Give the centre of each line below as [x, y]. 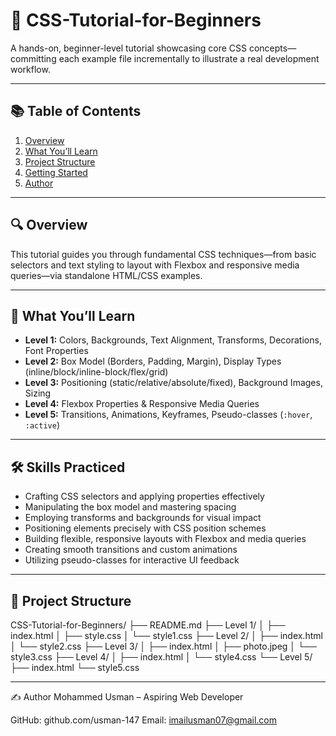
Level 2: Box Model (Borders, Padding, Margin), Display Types [153, 361]
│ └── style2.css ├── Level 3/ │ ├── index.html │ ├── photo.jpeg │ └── [163, 646]
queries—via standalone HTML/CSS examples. [106, 275]
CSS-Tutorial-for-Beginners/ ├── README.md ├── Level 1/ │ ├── [148, 625]
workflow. [30, 69]
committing [33, 58]
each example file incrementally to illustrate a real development [189, 58]
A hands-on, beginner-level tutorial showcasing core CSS [128, 48]
